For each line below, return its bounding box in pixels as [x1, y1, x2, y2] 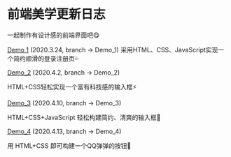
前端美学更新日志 [7, 6, 106, 22]
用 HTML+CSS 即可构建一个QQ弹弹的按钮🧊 [7, 141, 132, 150]
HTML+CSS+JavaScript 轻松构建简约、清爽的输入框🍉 [7, 113, 161, 121]
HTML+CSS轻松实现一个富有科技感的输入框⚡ [7, 82, 137, 91]
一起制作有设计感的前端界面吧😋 [7, 31, 100, 39]
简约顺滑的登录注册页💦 [13, 54, 79, 63]
